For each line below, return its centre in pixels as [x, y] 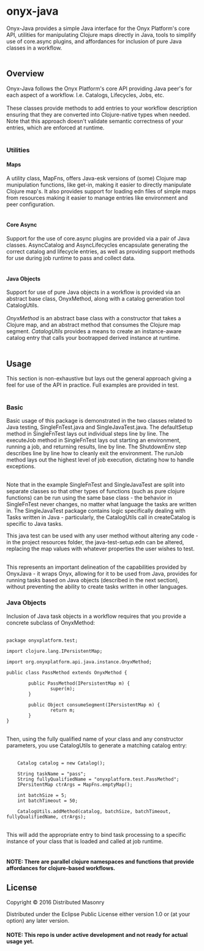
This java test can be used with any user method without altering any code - [102, 536]
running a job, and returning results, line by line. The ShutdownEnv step [96, 447]
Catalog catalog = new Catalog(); [61, 763]
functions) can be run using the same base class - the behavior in [89, 498]
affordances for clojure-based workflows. [61, 868]
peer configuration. [31, 204]
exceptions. [21, 466]
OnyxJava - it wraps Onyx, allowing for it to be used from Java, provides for [102, 574]
